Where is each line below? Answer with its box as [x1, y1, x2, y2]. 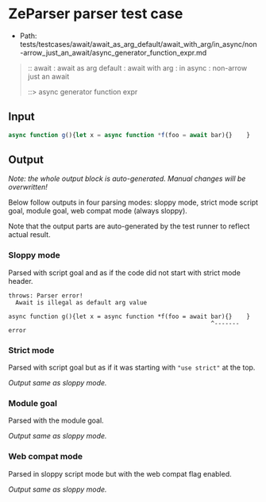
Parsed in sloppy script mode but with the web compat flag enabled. [8, 469, 232, 478]
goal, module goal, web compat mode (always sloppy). [8, 206, 188, 216]
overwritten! [8, 182, 48, 192]
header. [8, 276, 33, 285]
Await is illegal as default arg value [15, 298, 148, 306]
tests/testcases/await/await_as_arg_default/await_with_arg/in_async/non [19, 39, 257, 48]
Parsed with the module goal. [8, 416, 105, 425]
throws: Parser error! [8, 291, 83, 300]
